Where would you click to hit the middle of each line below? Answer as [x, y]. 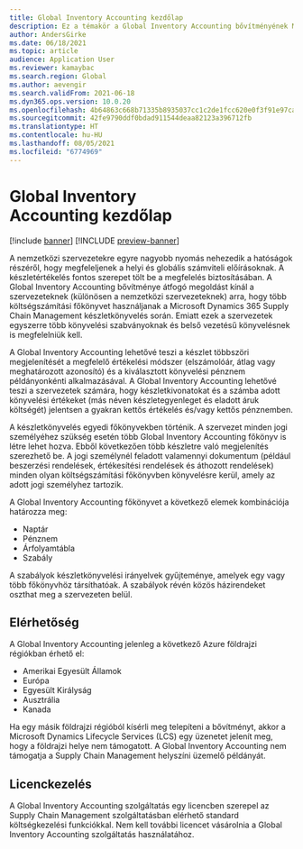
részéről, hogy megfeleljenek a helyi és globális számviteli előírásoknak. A [147, 268]
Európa [36, 680]
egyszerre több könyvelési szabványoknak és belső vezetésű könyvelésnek [150, 324]
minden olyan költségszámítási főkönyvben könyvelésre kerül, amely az [142, 475]
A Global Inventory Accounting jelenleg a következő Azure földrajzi [133, 644]
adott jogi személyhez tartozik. [66, 484]
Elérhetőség [44, 622]
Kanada [37, 709]
